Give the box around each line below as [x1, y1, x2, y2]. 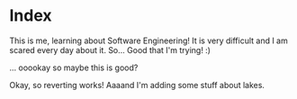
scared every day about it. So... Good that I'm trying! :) [9, 44, 211, 55]
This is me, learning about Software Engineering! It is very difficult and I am [9, 35, 288, 46]
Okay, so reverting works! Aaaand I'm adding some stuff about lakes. [9, 79, 265, 90]
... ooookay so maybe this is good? [9, 62, 139, 73]
